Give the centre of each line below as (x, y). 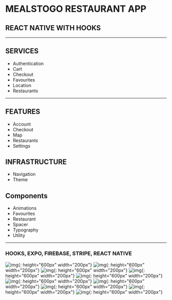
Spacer (20, 225)
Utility (19, 235)
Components (26, 196)
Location (22, 85)
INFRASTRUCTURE (36, 162)
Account (21, 124)
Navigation (24, 174)
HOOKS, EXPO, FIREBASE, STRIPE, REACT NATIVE (69, 253)
